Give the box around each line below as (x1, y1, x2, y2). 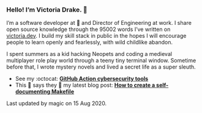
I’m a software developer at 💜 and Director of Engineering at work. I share (6, 19, 192, 27)
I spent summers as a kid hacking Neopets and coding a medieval (6, 50, 173, 58)
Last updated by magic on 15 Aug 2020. (6, 100, 107, 107)
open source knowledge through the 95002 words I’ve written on (6, 26, 171, 33)
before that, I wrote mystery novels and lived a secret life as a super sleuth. (6, 63, 196, 70)
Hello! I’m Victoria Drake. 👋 (6, 5, 88, 14)
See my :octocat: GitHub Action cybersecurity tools (15, 75, 149, 83)
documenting (15, 88, 51, 95)
